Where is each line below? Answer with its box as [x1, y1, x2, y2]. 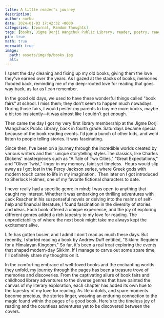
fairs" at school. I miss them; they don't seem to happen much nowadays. [5, 100, 153, 106]
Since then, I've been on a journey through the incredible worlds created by [5, 145, 157, 151]
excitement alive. [5, 222, 39, 228]
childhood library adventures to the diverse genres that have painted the [5, 278, 150, 283]
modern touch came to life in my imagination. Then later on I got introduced [5, 171, 158, 177]
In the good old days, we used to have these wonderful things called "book [5, 96, 156, 101]
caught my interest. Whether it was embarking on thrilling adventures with [5, 191, 154, 197]
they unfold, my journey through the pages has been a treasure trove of [5, 267, 149, 273]
